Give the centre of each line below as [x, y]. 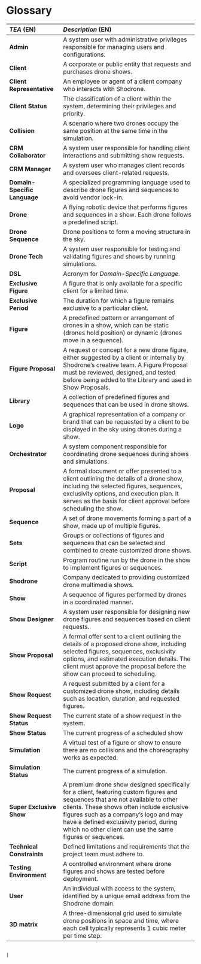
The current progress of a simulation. [115, 771]
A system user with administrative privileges [125, 39]
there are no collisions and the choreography [126, 750]
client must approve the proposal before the [125, 666]
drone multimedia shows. [98, 585]
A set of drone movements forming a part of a [127, 518]
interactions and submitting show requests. [124, 155]
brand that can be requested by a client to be [126, 421]
